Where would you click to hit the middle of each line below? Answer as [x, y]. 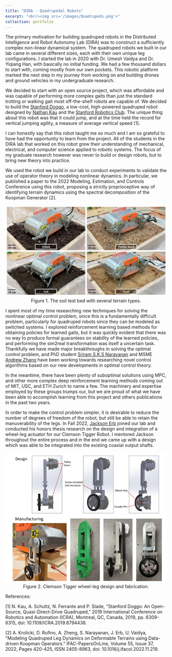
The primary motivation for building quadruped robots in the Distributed [81, 37]
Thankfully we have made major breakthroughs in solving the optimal [78, 349]
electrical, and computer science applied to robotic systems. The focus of [83, 149]
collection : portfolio [29, 22]
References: [18, 596]
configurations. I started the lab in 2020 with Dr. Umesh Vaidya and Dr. [80, 59]
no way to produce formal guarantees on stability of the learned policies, [82, 338]
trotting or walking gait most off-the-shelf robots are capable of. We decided [86, 101]
